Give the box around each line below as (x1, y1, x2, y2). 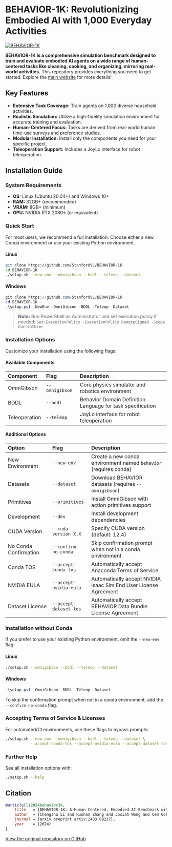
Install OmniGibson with (91, 495, 148, 503)
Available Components (5, 360, 55, 366)
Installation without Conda (5, 625, 73, 632)
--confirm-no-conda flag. (5, 702, 57, 708)
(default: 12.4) (91, 531, 126, 539)
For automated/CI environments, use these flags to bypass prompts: (5, 726, 149, 732)
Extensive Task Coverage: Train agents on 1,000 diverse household (12, 102, 157, 109)
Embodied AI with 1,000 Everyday (5, 14, 152, 26)
